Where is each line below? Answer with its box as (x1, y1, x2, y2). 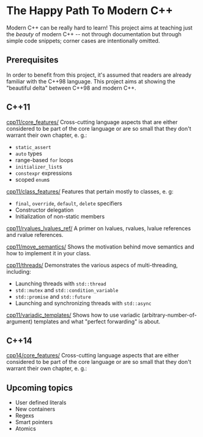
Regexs (15, 412, 35, 419)
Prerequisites (6, 55, 59, 65)
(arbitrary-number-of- (141, 311, 197, 319)
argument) (6, 317, 33, 325)
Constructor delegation (15, 206, 74, 214)
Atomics (15, 425, 37, 433)
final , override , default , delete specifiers (15, 199, 122, 207)
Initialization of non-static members (15, 212, 105, 220)
